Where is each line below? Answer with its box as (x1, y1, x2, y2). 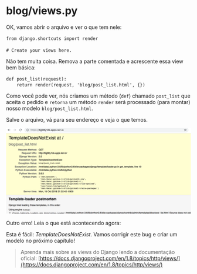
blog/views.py (6, 4, 78, 18)
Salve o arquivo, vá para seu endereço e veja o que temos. (6, 116, 148, 123)
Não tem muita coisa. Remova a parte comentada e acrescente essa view (6, 58, 184, 65)
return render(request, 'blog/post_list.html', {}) (16, 82, 145, 88)
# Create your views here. (6, 47, 72, 54)
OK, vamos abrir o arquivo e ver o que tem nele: (6, 24, 122, 31)
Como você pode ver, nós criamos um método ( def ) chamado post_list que (6, 92, 191, 99)
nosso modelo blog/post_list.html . (6, 105, 93, 112)
